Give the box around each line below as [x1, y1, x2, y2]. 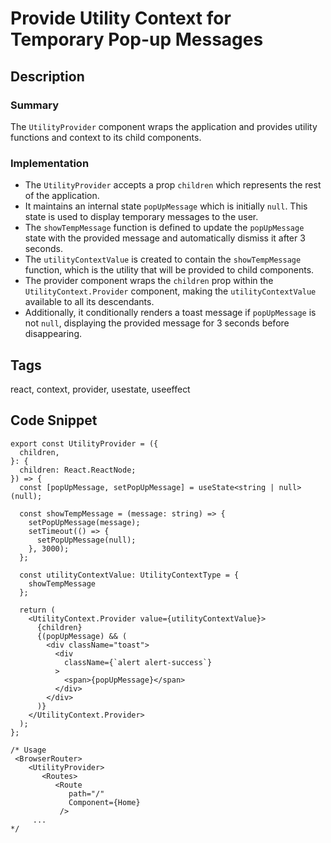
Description [10, 68, 85, 85]
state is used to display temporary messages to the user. [24, 211, 259, 223]
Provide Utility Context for [10, 7, 232, 30]
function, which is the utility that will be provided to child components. [24, 264, 315, 276]
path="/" [68, 788, 105, 799]
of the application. [24, 190, 100, 202]
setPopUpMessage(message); [28, 517, 141, 527]
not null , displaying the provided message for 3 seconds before [24, 317, 290, 329]
